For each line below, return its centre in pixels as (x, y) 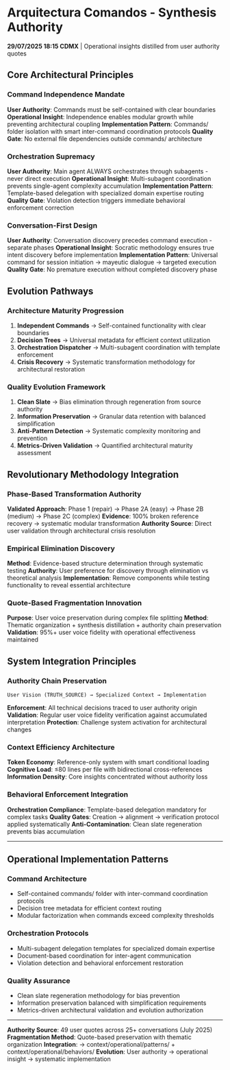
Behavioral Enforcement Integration (68, 794)
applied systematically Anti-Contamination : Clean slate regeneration (105, 824)
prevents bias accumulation (46, 831)
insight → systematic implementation (59, 1059)
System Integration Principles (72, 661)
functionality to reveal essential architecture (69, 585)
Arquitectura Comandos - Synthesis (112, 13)
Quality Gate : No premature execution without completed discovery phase (112, 269)
